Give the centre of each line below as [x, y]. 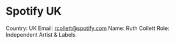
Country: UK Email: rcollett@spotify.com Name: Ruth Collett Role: [87, 28]
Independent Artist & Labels [41, 34]
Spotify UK [34, 11]
